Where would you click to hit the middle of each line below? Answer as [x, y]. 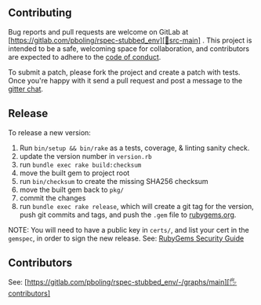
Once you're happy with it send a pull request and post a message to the [125, 80]
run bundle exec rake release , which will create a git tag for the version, [137, 206]
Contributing [40, 13]
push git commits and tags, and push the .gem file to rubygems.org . [128, 215]
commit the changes [53, 198]
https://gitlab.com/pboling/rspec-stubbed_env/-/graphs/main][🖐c [132, 282]
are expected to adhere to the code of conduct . [85, 57]
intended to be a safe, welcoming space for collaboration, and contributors [129, 48]
